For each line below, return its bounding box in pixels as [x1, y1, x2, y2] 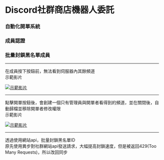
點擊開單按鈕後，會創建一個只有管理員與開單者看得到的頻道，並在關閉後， [5, 100, 155, 105]
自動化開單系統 [5, 23, 41, 30]
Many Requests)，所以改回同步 [5, 149, 68, 155]
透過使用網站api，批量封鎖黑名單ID [5, 137, 76, 143]
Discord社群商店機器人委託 [5, 4, 115, 16]
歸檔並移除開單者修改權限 [9, 106, 61, 112]
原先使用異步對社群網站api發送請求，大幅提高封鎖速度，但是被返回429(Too [5, 143, 157, 149]
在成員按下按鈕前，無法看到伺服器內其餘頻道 [5, 68, 95, 74]
